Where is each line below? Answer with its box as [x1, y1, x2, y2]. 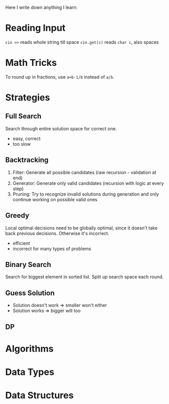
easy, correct [12, 135, 41, 141]
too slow [12, 140, 31, 147]
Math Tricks [5, 57, 57, 68]
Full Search [5, 112, 42, 121]
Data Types [5, 366, 54, 377]
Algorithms [5, 343, 54, 354]
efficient [12, 240, 31, 246]
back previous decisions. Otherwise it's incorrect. [5, 230, 109, 236]
